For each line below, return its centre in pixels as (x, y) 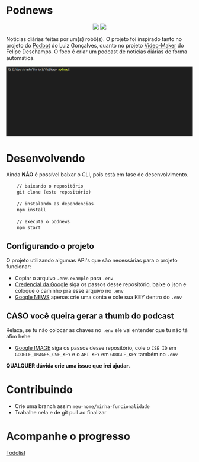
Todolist (16, 452)
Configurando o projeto (50, 246)
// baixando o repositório (50, 186)
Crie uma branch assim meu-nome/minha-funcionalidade (82, 406)
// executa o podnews (43, 222)
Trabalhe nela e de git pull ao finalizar (60, 412)
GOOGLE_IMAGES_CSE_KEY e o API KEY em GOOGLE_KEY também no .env (96, 355)
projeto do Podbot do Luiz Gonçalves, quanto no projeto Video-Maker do (95, 45)
